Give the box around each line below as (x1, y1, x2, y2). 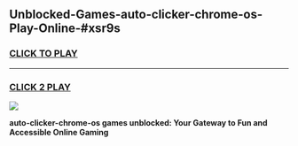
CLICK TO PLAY (9, 48, 78, 60)
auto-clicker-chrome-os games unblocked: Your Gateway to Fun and (9, 117, 268, 127)
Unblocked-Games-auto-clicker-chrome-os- (9, 7, 263, 22)
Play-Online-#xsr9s (9, 21, 122, 36)
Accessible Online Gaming (9, 127, 109, 137)
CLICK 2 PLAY (9, 81, 71, 93)
